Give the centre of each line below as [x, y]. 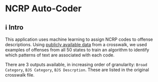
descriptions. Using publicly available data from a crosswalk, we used [76, 44]
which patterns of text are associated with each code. [60, 55]
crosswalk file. [20, 75]
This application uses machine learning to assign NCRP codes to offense [79, 39]
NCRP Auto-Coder [43, 9]
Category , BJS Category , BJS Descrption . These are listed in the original [77, 70]
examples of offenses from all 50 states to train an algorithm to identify [77, 50]
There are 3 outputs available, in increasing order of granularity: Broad [76, 65]
